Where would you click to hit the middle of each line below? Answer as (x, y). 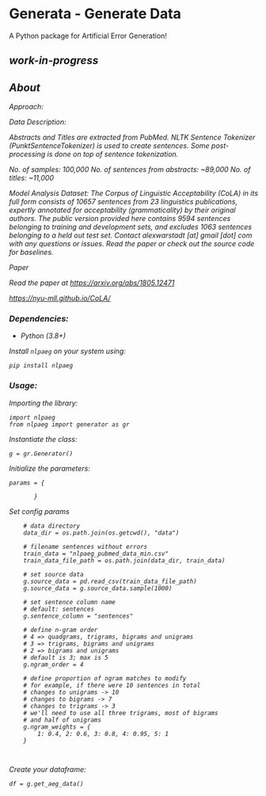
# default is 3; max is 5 (66, 657)
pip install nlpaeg (41, 366)
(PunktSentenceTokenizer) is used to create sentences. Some (109, 146)
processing (27, 154)
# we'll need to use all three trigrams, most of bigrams (121, 713)
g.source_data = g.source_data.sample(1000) (98, 588)
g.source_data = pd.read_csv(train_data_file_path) (110, 581)
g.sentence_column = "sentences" (78, 616)
